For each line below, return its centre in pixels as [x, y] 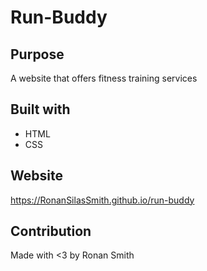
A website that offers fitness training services [104, 78]
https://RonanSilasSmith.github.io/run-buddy [102, 200]
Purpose [37, 54]
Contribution [51, 231]
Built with [40, 109]
